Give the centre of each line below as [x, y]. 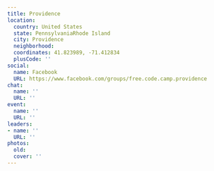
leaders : [20, 124]
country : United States [48, 27]
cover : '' [28, 157]
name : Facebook [36, 72]
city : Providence [39, 40]
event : [17, 105]
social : [18, 66]
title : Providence [34, 14]
